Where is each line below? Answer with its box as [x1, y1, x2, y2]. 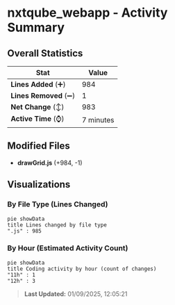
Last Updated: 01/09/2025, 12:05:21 [24, 290, 128, 298]
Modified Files [7, 140, 71, 152]
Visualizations [7, 179, 71, 190]
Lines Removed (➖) [10, 91, 75, 100]
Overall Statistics [7, 47, 83, 59]
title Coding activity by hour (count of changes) [7, 265, 157, 272]
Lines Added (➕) [10, 80, 66, 89]
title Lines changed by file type [7, 221, 108, 229]
